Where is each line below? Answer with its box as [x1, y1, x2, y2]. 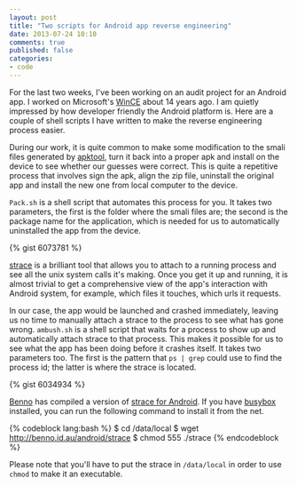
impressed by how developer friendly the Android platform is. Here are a [9, 106, 274, 116]
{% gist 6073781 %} [9, 242, 82, 253]
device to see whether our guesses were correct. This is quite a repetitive [9, 161, 278, 171]
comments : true [9, 37, 66, 47]
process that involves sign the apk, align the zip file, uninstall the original [9, 170, 275, 180]
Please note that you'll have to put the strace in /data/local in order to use [9, 458, 282, 469]
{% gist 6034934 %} [9, 378, 86, 389]
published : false [9, 46, 74, 55]
